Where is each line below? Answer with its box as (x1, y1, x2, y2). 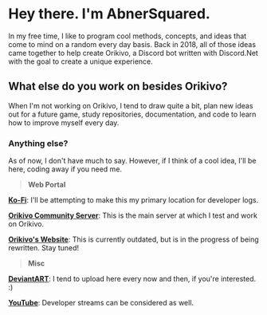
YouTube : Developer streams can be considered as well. (8, 298, 194, 308)
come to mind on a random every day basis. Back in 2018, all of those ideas (8, 39, 257, 49)
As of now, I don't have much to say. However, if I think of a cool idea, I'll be (8, 156, 257, 166)
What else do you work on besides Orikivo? (8, 80, 228, 93)
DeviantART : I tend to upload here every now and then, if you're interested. (8, 274, 257, 284)
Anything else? (8, 137, 69, 148)
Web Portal (27, 180, 66, 190)
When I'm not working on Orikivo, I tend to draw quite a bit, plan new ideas (8, 100, 253, 110)
